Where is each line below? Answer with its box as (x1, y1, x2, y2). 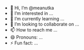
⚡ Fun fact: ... (10, 40, 38, 46)
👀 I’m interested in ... (10, 10, 53, 16)
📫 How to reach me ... (10, 27, 58, 33)
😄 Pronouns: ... (10, 34, 43, 40)
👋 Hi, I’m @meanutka (10, 5, 54, 11)
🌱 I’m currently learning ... (10, 16, 65, 21)
